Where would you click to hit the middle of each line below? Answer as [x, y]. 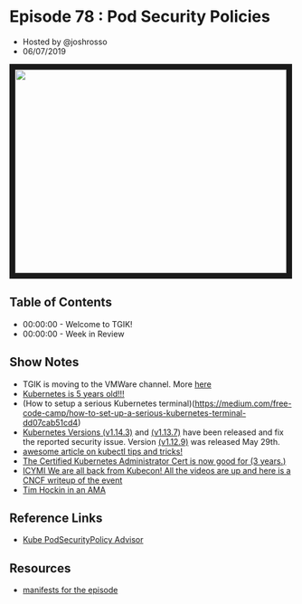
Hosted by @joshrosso [65, 42]
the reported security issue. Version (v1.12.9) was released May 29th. [151, 441]
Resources [40, 568]
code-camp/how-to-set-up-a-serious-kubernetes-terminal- [134, 412]
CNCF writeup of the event [72, 480]
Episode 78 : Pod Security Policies [140, 17]
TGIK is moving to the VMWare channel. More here [117, 384]
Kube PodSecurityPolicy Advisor [83, 540]
